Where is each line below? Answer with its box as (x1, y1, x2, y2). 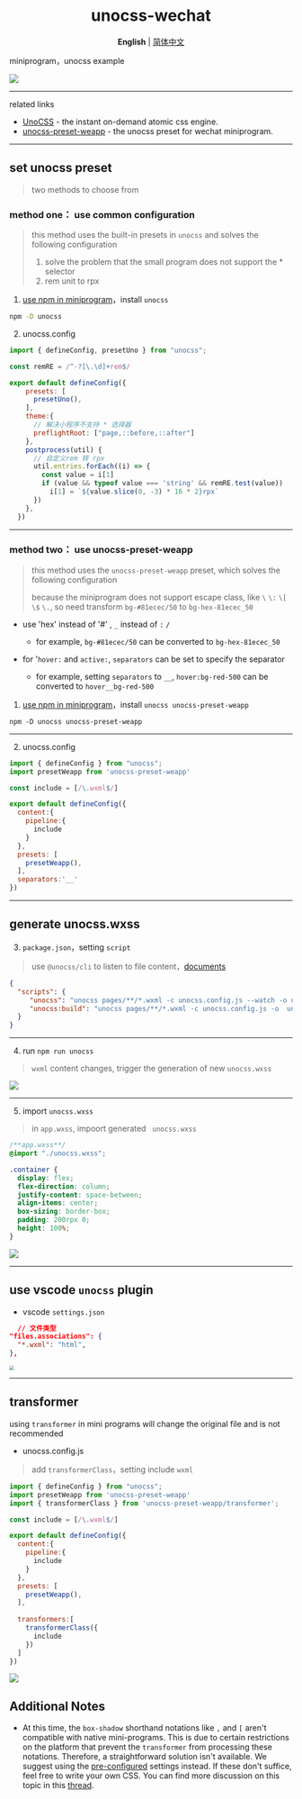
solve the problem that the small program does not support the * (44, 257, 283, 267)
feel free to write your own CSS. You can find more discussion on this (22, 1770, 280, 1781)
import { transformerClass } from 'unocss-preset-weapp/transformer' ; (9, 1498, 280, 1508)
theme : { (25, 411, 54, 421)
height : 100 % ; (17, 1224, 70, 1234)
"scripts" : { (17, 987, 67, 996)
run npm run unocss (22, 1045, 94, 1056)
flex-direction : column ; (17, 1181, 111, 1191)
